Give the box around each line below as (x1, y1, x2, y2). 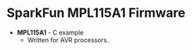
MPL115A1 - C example (16, 28, 84, 37)
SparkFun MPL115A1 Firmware (6, 5, 186, 21)
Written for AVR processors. (27, 35, 109, 44)
